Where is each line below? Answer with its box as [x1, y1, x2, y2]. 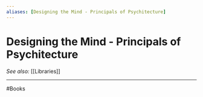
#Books [6, 85, 25, 92]
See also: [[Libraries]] [6, 67, 60, 75]
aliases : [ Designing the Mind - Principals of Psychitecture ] [6, 8, 166, 15]
